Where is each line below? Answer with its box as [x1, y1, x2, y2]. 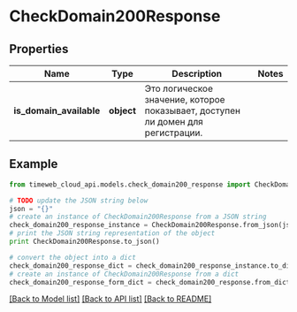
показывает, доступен [144, 104, 241, 117]
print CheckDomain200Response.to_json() [9, 237, 161, 247]
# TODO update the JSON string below [9, 196, 148, 205]
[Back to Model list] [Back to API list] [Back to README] [9, 293, 212, 304]
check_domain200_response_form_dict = [9, 278, 152, 286]
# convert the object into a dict [9, 253, 137, 262]
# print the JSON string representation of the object [9, 229, 216, 238]
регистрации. [144, 126, 203, 139]
